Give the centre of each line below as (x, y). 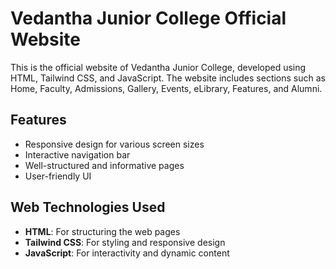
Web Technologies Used (88, 207)
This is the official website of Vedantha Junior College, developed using (158, 67)
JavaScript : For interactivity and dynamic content (127, 253)
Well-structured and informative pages (104, 165)
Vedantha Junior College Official (148, 18)
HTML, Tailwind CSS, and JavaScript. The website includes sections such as (168, 78)
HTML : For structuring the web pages (102, 231)
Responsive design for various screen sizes (114, 144)
